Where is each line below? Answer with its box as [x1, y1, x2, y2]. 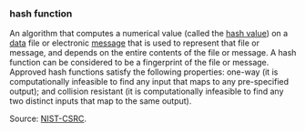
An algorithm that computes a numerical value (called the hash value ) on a [9, 28, 289, 39]
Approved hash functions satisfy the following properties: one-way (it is [9, 66, 279, 77]
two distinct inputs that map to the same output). [9, 96, 192, 107]
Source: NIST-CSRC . [9, 113, 86, 125]
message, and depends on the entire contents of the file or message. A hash [9, 47, 297, 58]
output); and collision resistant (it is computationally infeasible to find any [9, 86, 284, 97]
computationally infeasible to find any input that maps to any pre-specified [9, 76, 290, 87]
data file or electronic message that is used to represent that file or [9, 37, 260, 48]
